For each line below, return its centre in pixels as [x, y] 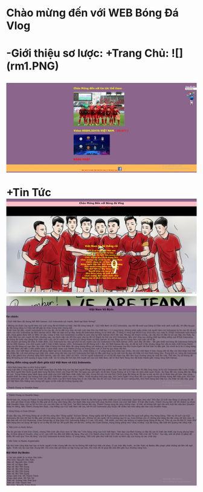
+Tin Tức [29, 192]
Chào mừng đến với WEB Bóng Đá [93, 13]
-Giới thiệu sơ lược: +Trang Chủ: [88, 53]
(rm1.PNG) [33, 66]
